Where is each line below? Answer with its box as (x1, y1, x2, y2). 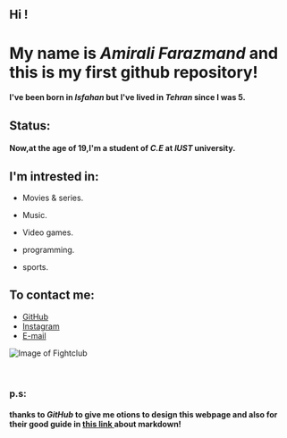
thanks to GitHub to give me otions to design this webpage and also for (9, 409, 278, 420)
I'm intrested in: (9, 169, 99, 184)
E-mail (21, 330, 46, 341)
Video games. (21, 227, 74, 238)
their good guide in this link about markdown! (9, 419, 181, 430)
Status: (9, 118, 51, 133)
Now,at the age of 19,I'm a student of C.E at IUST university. (9, 143, 236, 154)
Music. (21, 209, 47, 220)
